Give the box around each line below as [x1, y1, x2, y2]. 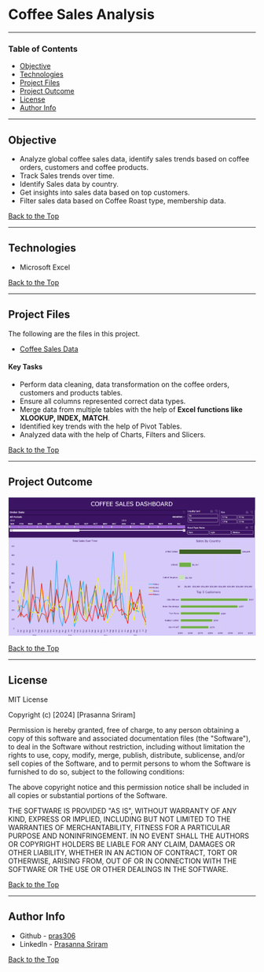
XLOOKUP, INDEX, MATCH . [19, 413, 110, 422]
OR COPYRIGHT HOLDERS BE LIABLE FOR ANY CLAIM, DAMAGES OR [8, 839, 236, 848]
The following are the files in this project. [8, 328, 140, 338]
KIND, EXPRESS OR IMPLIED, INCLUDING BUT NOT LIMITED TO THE [8, 814, 231, 824]
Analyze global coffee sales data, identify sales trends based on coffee [19, 154, 250, 164]
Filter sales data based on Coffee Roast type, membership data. [19, 196, 226, 206]
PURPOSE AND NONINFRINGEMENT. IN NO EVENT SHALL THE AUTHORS [8, 831, 250, 840]
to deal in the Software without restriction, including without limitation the [8, 742, 245, 751]
